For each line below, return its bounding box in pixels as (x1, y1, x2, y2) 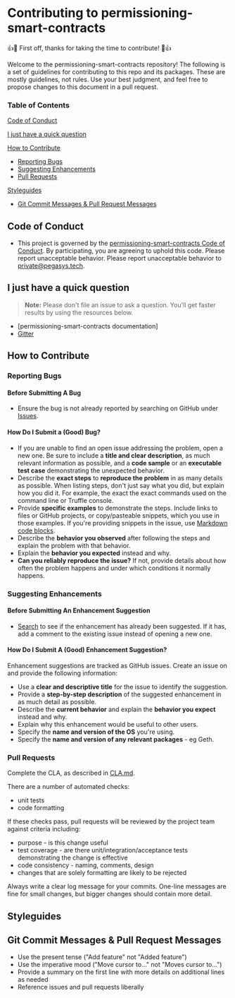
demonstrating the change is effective (17, 853, 128, 862)
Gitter (17, 329, 34, 338)
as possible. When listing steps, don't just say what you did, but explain (17, 481, 225, 489)
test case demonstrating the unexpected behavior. (17, 466, 165, 475)
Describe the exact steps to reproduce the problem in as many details (17, 473, 223, 482)
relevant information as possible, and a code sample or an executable (17, 458, 222, 467)
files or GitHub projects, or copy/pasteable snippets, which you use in (17, 511, 220, 520)
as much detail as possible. (17, 697, 97, 706)
